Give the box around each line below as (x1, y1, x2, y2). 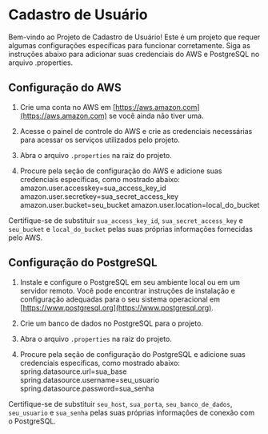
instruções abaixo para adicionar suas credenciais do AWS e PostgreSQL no (8, 49, 260, 59)
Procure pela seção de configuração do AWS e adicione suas (19, 166, 222, 176)
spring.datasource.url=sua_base (19, 367, 127, 376)
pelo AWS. (8, 233, 43, 242)
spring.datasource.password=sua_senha (19, 383, 154, 393)
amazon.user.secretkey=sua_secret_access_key (19, 191, 178, 201)
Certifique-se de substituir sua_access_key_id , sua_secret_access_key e (8, 215, 244, 225)
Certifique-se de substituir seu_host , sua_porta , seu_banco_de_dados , (8, 399, 233, 408)
